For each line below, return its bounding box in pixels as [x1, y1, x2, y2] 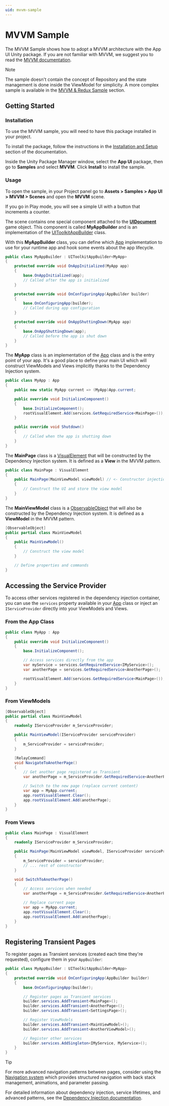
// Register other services [23, 1036, 82, 1041]
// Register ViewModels [23, 1017, 73, 1023]
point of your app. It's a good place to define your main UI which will [5, 358, 147, 364]
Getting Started [5, 102, 55, 110]
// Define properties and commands [14, 562, 89, 568]
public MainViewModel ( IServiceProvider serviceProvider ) [14, 732, 136, 737]
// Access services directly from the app [23, 658, 114, 663]
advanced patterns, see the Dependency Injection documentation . [5, 1095, 142, 1101]
